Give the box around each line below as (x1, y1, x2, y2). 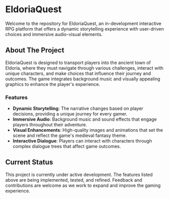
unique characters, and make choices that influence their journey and (5, 70, 151, 76)
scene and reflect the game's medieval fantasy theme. (12, 132, 127, 138)
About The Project (5, 46, 65, 54)
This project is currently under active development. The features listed (5, 172, 153, 178)
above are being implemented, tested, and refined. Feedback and (5, 177, 143, 183)
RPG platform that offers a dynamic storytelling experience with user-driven (5, 25, 164, 32)
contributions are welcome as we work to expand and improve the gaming (5, 182, 161, 188)
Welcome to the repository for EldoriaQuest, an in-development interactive (5, 20, 162, 26)
